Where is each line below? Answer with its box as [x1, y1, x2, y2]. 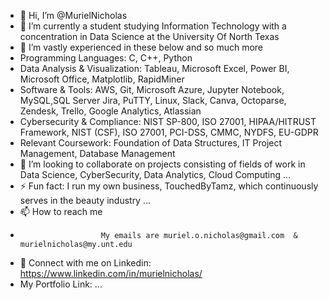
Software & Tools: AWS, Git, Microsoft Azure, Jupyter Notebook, [19, 84, 285, 95]
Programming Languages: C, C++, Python [19, 52, 193, 64]
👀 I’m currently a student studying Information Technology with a [19, 20, 287, 32]
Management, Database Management [19, 148, 176, 159]
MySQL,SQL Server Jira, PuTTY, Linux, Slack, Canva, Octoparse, [19, 95, 287, 106]
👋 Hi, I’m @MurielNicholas [19, 10, 128, 21]
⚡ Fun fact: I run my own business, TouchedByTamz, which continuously [19, 180, 319, 192]
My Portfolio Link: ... [19, 278, 103, 290]
